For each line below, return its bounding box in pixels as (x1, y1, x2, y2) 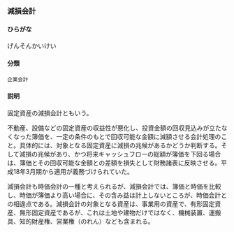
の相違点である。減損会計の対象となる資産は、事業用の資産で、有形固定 (7, 199, 215, 208)
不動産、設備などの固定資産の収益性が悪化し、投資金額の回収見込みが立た (7, 124, 221, 132)
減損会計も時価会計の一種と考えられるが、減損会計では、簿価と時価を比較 (7, 182, 221, 190)
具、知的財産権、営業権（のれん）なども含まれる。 (7, 217, 154, 225)
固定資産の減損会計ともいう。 (7, 108, 93, 117)
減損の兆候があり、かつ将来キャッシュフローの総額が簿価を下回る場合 (19, 150, 221, 158)
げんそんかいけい (7, 42, 57, 50)
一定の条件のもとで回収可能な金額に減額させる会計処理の (55, 132, 221, 140)
